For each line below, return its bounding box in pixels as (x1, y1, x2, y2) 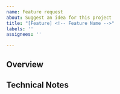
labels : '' (6, 25, 34, 32)
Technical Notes (6, 79, 69, 90)
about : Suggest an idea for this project (6, 15, 112, 21)
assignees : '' (6, 32, 42, 38)
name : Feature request (6, 8, 63, 15)
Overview (6, 59, 44, 70)
